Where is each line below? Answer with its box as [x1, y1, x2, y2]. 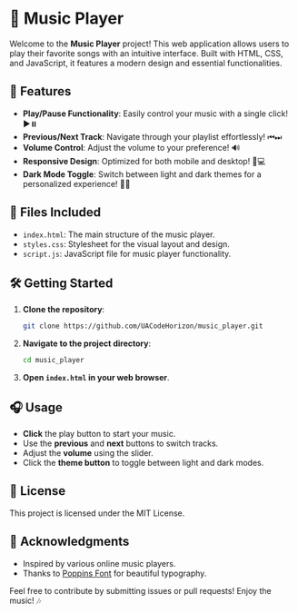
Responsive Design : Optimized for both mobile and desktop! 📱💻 [22, 155, 266, 166]
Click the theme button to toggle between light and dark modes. [22, 457, 264, 468]
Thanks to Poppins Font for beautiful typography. [22, 568, 207, 578]
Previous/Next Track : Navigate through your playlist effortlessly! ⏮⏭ [22, 131, 283, 142]
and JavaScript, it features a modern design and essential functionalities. [9, 57, 283, 68]
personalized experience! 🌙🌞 [22, 178, 131, 189]
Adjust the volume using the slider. [22, 447, 154, 458]
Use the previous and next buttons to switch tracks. [22, 438, 219, 449]
